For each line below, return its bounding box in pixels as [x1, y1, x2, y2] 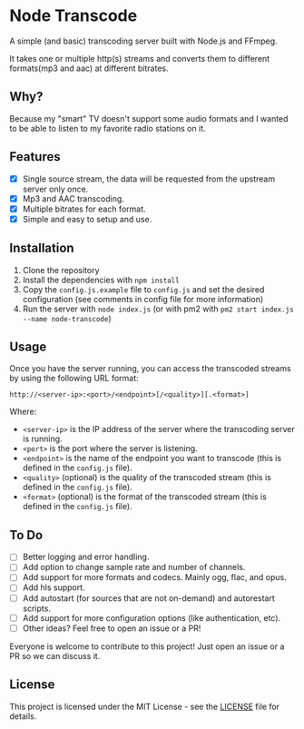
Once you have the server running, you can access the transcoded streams [9, 363, 292, 374]
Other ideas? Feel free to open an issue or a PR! [22, 623, 201, 634]
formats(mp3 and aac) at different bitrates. [9, 63, 169, 74]
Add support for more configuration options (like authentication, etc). [22, 612, 281, 623]
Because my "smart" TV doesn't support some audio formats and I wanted [9, 113, 289, 123]
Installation [9, 241, 74, 256]
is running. [22, 433, 63, 445]
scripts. [22, 603, 52, 614]
